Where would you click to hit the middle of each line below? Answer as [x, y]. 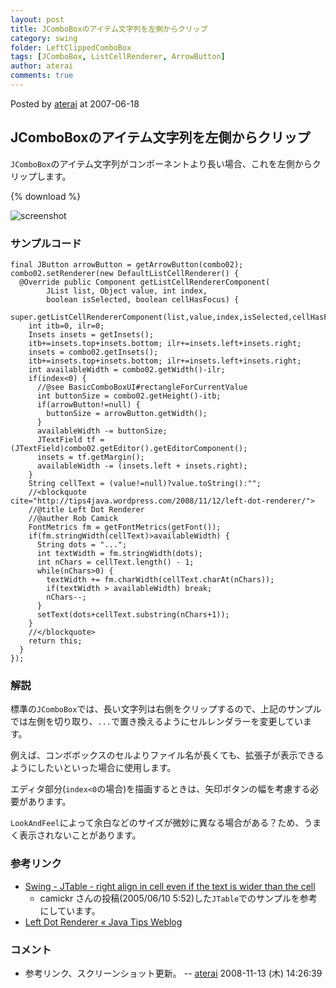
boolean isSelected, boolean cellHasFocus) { [143, 299]
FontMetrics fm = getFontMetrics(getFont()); [125, 527]
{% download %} [46, 196]
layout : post [37, 19]
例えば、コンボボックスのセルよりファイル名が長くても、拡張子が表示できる [167, 755]
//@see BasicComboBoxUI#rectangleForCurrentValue [142, 387]
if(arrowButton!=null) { [88, 404]
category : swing [44, 38]
